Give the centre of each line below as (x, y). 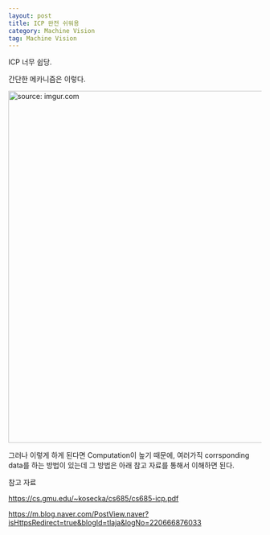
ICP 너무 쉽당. (30, 62)
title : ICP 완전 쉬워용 (44, 23)
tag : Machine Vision (43, 38)
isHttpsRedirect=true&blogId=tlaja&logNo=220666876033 (105, 523)
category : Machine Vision (51, 31)
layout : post (30, 16)
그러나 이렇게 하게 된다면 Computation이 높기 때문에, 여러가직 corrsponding (129, 455)
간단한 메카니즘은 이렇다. (47, 79)
